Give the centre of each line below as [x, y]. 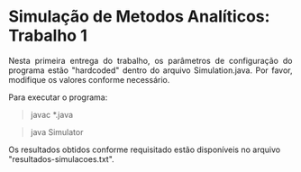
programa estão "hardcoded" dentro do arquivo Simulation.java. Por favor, [150, 70]
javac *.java [52, 114]
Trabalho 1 [48, 36]
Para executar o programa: [58, 97]
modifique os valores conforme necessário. [89, 79]
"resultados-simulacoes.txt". [61, 158]
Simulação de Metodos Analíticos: [139, 17]
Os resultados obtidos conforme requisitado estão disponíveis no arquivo [145, 149]
